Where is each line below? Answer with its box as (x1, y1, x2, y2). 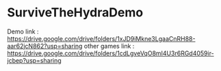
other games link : (83, 42, 135, 50)
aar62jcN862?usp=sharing (7, 42, 83, 50)
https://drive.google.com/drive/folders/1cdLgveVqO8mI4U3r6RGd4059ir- (7, 49, 214, 57)
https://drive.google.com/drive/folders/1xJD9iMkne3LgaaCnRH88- (7, 34, 196, 42)
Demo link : (7, 27, 39, 35)
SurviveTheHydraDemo (7, 5, 144, 20)
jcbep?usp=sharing (7, 56, 62, 64)
